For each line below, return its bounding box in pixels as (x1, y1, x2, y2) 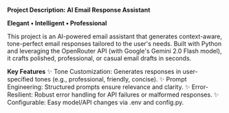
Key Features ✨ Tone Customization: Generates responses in (7, 68, 182, 75)
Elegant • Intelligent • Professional (7, 19, 107, 27)
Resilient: (7, 90, 33, 99)
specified (7, 75, 34, 83)
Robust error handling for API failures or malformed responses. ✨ (34, 90, 219, 99)
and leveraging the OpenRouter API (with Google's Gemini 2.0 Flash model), (7, 47, 222, 55)
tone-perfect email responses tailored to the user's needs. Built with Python (7, 40, 222, 47)
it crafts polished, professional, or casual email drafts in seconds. (7, 54, 192, 62)
